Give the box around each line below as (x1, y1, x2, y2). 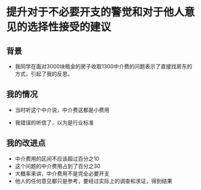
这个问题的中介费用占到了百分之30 (14, 162, 100, 170)
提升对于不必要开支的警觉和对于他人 (6, 5, 185, 19)
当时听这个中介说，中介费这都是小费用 (14, 106, 109, 113)
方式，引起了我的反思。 (14, 70, 73, 77)
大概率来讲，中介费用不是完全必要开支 (14, 170, 109, 177)
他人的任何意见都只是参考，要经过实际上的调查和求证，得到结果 (14, 177, 172, 185)
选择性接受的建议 (27, 20, 112, 34)
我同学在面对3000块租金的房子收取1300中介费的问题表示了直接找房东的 (14, 63, 193, 70)
